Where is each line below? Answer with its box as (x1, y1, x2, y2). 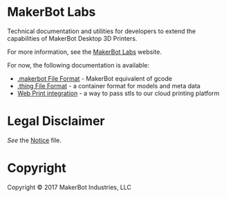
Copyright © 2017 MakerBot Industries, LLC (7, 183, 132, 191)
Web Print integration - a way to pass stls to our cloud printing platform (17, 89, 220, 97)
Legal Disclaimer (7, 113, 105, 129)
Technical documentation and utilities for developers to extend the (7, 27, 196, 35)
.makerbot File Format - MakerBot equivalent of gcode (17, 74, 173, 83)
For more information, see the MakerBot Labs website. (7, 48, 162, 56)
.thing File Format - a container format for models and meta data (17, 81, 200, 90)
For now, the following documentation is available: (7, 61, 150, 69)
